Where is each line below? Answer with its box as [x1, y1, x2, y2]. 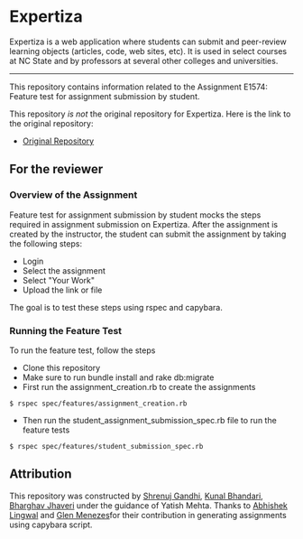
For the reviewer [9, 162, 104, 177]
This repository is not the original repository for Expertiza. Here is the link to [9, 108, 291, 119]
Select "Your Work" [22, 274, 96, 285]
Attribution [9, 467, 72, 482]
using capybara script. [9, 519, 93, 530]
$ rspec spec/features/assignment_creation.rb [9, 399, 188, 408]
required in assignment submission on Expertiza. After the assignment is [9, 218, 278, 229]
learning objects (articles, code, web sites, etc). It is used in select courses [9, 45, 288, 56]
